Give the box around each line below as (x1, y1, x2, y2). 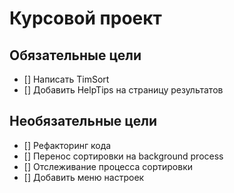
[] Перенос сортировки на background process (23, 150, 224, 162)
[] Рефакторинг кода (23, 139, 112, 151)
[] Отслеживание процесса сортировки (23, 160, 194, 172)
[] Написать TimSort (23, 73, 110, 85)
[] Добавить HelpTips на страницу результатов (23, 84, 224, 96)
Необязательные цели (9, 113, 157, 130)
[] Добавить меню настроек (23, 171, 145, 183)
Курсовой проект (9, 7, 162, 30)
